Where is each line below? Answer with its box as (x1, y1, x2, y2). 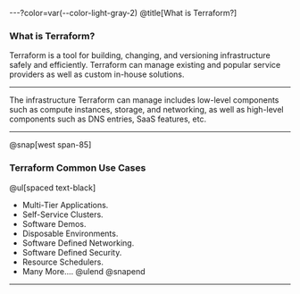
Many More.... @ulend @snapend (21, 265, 146, 276)
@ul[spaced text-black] (9, 182, 96, 193)
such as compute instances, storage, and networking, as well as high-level (9, 105, 284, 115)
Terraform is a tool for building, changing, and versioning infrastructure (9, 50, 271, 61)
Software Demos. (21, 218, 87, 229)
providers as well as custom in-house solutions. (9, 69, 185, 80)
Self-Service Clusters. (21, 209, 104, 220)
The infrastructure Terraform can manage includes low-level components (9, 95, 279, 105)
